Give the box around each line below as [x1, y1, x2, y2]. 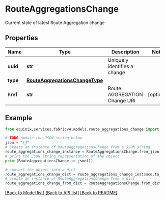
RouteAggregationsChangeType [26, 77, 103, 84]
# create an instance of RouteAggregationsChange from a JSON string [5, 145, 151, 150]
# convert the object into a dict [5, 167, 76, 172]
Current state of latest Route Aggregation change [5, 20, 105, 25]
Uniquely [108, 56, 129, 63]
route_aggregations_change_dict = [5, 172, 76, 177]
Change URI [108, 97, 136, 104]
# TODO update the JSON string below [5, 136, 82, 141]
